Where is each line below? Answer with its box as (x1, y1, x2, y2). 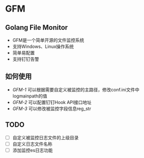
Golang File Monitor (5, 23, 68, 32)
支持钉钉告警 (12, 56, 39, 62)
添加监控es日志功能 (12, 147, 53, 153)
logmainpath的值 (12, 93, 48, 99)
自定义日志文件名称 (12, 141, 53, 147)
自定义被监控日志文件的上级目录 (12, 134, 79, 140)
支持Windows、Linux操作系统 (12, 43, 74, 49)
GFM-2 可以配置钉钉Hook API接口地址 (12, 99, 92, 105)
